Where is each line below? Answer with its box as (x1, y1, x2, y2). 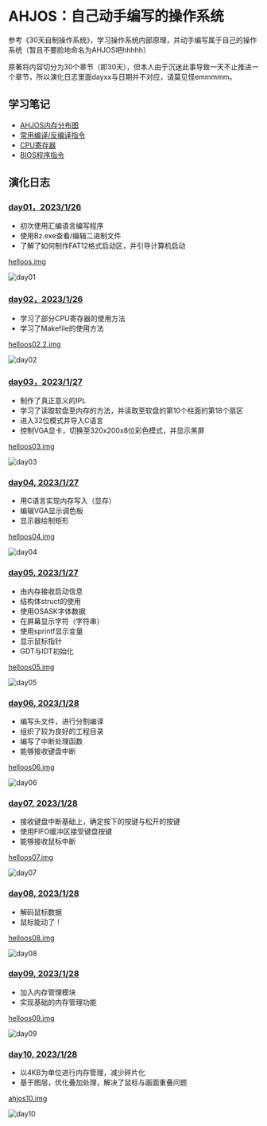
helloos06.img (8, 762, 55, 771)
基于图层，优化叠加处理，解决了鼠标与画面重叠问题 (19, 1077, 188, 1088)
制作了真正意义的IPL (19, 396, 87, 406)
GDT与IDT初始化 (19, 646, 74, 656)
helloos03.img (8, 441, 55, 451)
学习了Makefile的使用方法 (19, 324, 104, 333)
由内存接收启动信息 (19, 587, 83, 596)
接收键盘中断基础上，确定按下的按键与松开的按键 (19, 817, 180, 826)
